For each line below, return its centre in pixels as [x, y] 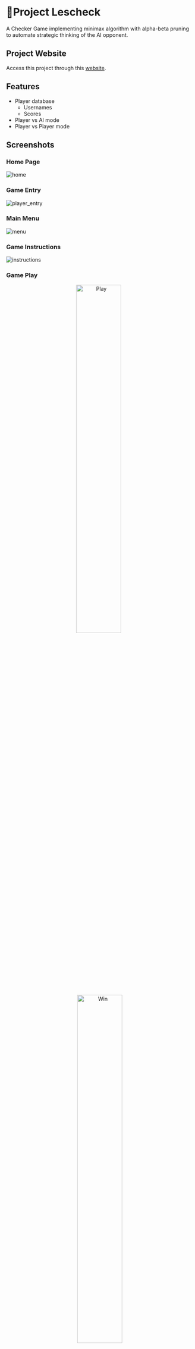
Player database [34, 101]
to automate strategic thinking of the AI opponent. [67, 34]
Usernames [38, 107]
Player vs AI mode [37, 120]
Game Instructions [34, 247]
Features [23, 87]
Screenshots [30, 145]
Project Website [36, 54]
